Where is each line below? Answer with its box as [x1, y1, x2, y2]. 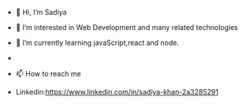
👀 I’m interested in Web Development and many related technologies [15, 23, 238, 32]
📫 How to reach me [15, 69, 81, 78]
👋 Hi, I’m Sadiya [15, 8, 67, 17]
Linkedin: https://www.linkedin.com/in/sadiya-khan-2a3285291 [15, 87, 219, 96]
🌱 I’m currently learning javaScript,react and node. [15, 38, 180, 47]
